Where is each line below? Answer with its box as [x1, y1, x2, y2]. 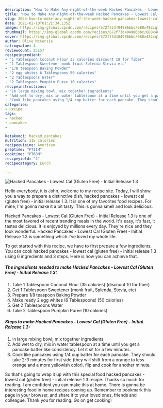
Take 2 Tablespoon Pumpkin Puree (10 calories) [12, 308, 108, 314]
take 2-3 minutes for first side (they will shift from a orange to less [12, 357, 145, 363]
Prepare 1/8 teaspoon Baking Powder [12, 292, 86, 298]
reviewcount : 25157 [5, 48, 45, 53]
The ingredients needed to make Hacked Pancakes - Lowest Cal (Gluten [5, 264, 154, 270]
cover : [5, 35, 18, 39]
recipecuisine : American [5, 143, 55, 148]
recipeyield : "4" [5, 156, 40, 161]
